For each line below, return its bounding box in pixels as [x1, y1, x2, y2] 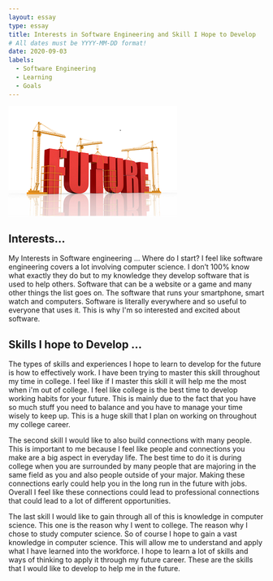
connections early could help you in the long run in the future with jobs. [8, 478, 248, 488]
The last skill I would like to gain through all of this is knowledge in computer [8, 512, 264, 522]
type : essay [8, 21, 49, 30]
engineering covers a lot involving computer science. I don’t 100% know [8, 262, 250, 272]
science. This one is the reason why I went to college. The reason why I [8, 521, 248, 531]
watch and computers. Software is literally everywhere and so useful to [8, 297, 247, 307]
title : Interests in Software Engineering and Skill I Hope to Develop [8, 30, 256, 38]
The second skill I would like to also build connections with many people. [8, 435, 252, 445]
